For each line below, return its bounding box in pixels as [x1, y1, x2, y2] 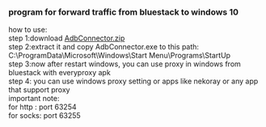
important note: [8, 94, 60, 104]
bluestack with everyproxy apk [8, 68, 111, 78]
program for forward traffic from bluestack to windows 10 [8, 6, 239, 18]
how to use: [8, 25, 48, 35]
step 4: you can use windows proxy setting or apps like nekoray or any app [8, 76, 259, 87]
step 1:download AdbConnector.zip [8, 33, 125, 43]
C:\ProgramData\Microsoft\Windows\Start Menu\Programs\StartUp [8, 51, 231, 61]
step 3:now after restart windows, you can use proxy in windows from [8, 59, 241, 69]
